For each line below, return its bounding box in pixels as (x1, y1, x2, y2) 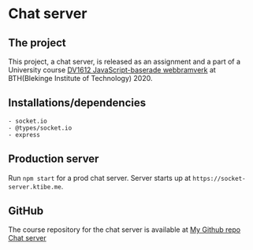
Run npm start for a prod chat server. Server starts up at (8, 173, 192, 182)
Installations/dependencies (8, 96, 147, 110)
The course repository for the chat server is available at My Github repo (8, 225, 241, 234)
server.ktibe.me (8, 182, 61, 191)
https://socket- (192, 175, 246, 182)
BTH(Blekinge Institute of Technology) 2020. (8, 74, 153, 83)
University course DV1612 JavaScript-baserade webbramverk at (8, 65, 217, 75)
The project (8, 36, 66, 50)
